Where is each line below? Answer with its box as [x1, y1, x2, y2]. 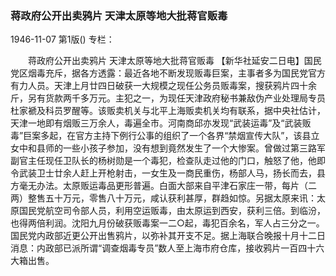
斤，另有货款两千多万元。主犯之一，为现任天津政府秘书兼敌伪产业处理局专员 [10, 92, 326, 104]
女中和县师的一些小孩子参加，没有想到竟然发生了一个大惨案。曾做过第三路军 [10, 142, 326, 154]
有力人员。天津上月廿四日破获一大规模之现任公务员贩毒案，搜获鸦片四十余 [10, 80, 317, 92]
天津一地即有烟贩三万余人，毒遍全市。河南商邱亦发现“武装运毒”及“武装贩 [10, 117, 312, 129]
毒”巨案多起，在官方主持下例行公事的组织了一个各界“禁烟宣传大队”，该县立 [10, 130, 320, 142]
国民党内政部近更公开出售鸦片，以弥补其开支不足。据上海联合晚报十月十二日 [10, 230, 326, 242]
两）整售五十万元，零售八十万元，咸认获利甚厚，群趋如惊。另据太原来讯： [10, 192, 317, 204]
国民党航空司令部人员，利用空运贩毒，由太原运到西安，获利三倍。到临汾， [18, 205, 326, 217]
